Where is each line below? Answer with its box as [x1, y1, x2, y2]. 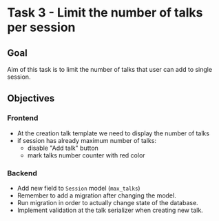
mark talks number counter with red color [27, 151, 146, 160]
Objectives [7, 93, 55, 104]
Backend [7, 168, 38, 177]
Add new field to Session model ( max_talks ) [17, 184, 140, 192]
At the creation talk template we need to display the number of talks [17, 129, 210, 137]
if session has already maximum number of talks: [17, 136, 157, 144]
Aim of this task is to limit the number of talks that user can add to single [7, 66, 212, 73]
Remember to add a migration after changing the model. [17, 191, 177, 200]
